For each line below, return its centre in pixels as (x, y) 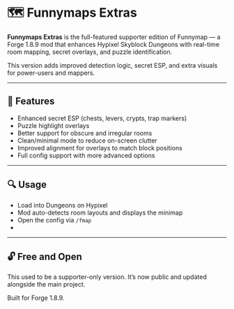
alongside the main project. (46, 285)
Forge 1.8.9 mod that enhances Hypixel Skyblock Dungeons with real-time (114, 44)
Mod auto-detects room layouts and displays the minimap (100, 213)
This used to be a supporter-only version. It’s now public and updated (107, 277)
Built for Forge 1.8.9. (36, 298)
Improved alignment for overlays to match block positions (100, 148)
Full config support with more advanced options (86, 155)
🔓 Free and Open (45, 256)
